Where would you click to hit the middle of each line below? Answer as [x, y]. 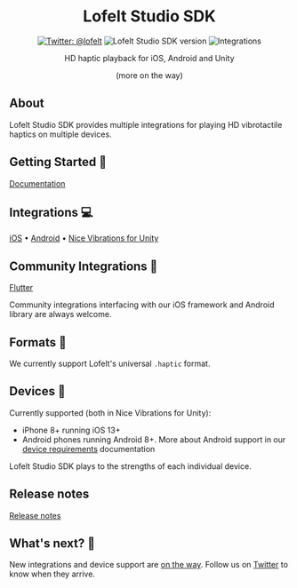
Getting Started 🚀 [58, 162]
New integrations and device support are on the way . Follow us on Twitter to [149, 565]
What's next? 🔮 [52, 544]
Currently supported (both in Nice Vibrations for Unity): [110, 413]
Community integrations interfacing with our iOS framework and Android [142, 305]
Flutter [21, 288]
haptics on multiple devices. [61, 134]
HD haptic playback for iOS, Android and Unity [149, 58]
